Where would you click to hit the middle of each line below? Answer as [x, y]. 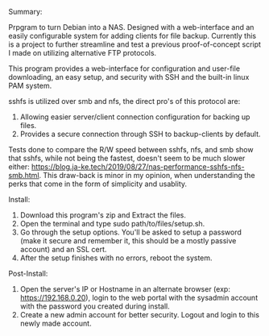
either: [19, 167]
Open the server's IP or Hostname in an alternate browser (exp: [125, 289]
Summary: [25, 12]
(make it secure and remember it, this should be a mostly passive [128, 241]
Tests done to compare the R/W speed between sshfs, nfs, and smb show [131, 149]
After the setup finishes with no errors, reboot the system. [116, 258]
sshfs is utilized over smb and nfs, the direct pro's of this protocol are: [124, 101]
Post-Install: [28, 274]
